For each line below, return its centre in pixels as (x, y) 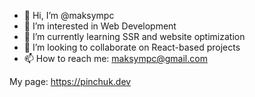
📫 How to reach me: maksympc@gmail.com (115, 58)
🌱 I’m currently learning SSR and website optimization (134, 36)
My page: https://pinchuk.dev (70, 81)
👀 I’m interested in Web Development (100, 26)
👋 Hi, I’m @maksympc (69, 15)
